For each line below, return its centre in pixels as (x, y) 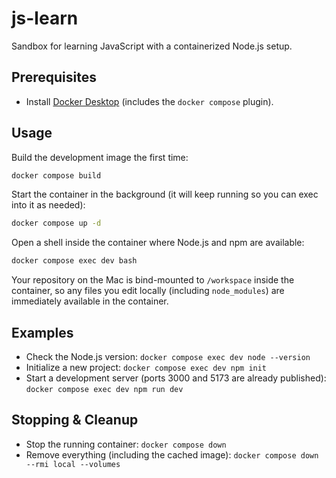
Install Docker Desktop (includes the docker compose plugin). (149, 101)
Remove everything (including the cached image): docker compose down (172, 454)
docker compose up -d (56, 223)
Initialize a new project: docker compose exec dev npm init (146, 367)
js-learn (45, 18)
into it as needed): (48, 205)
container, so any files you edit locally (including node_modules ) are (148, 291)
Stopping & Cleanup (75, 420)
